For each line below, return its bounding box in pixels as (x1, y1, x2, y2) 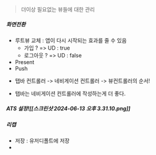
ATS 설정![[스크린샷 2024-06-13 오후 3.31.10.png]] (6, 105, 131, 112)
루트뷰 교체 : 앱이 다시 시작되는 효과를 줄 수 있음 (14, 37, 127, 44)
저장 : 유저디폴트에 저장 (14, 137, 70, 144)
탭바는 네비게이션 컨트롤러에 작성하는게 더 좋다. (14, 90, 126, 97)
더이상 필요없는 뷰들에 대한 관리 (20, 6, 95, 13)
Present (14, 58, 35, 65)
